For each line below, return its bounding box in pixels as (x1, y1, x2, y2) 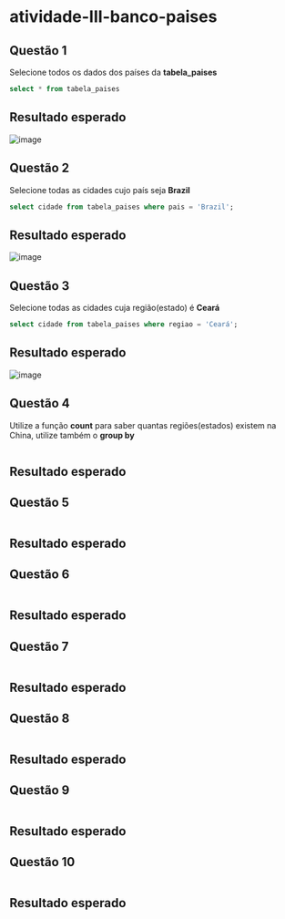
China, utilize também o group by (9, 429, 135, 440)
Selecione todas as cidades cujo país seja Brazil (9, 184, 191, 195)
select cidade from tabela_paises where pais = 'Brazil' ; (9, 202, 234, 212)
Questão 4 (9, 396, 70, 411)
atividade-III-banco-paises (9, 6, 218, 27)
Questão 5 (9, 495, 70, 511)
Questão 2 (9, 160, 70, 176)
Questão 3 (9, 278, 70, 294)
